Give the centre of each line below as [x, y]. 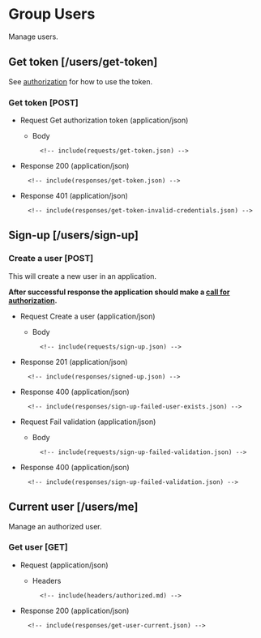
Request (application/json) [64, 565]
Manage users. [33, 36]
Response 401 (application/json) [74, 196]
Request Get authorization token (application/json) [104, 120]
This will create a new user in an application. [82, 276]
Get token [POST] [43, 102]
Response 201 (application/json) [74, 362]
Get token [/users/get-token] [83, 62]
